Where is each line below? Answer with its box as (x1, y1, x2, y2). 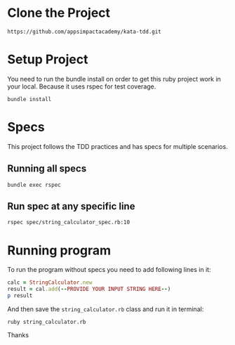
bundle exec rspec (7, 181, 61, 188)
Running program (7, 242, 112, 258)
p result (7, 292, 33, 299)
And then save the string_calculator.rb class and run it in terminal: (7, 305, 204, 313)
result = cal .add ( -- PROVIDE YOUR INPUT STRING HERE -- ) (7, 286, 171, 293)
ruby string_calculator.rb (7, 318, 86, 325)
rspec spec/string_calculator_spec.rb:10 (7, 219, 130, 226)
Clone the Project (7, 5, 111, 21)
